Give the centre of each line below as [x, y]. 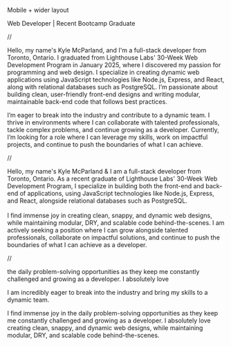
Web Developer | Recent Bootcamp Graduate [71, 23]
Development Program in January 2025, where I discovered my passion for [114, 65]
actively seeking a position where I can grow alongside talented [98, 230]
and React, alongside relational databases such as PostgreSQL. [98, 201]
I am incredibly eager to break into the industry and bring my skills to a [108, 292]
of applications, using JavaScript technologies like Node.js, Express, [117, 193]
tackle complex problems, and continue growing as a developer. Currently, [113, 130]
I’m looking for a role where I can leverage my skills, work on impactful [108, 137]
